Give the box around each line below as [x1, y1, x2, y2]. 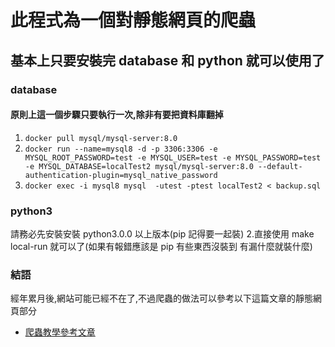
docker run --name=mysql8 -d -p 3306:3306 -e [24, 144, 218, 154]
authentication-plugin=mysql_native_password [24, 170, 218, 180]
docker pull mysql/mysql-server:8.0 [24, 133, 178, 143]
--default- [258, 161, 303, 171]
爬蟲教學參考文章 [24, 326, 96, 338]
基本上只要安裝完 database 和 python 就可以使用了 [10, 52, 325, 69]
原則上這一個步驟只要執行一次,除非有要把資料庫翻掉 [10, 109, 224, 121]
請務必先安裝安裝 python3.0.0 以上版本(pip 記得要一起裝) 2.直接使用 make [10, 228, 315, 240]
